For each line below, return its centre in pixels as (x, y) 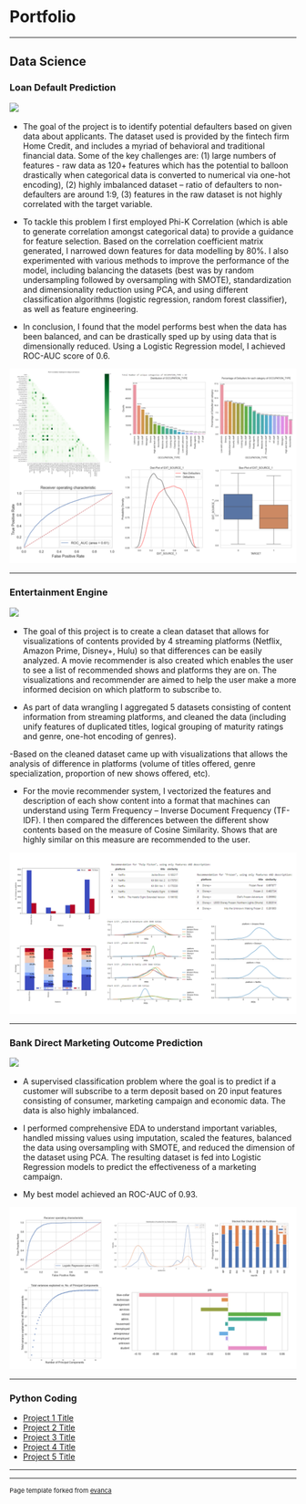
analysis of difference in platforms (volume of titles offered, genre (133, 763)
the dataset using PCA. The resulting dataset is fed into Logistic (142, 1157)
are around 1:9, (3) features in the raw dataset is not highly (173, 194)
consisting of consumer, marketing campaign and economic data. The (154, 1101)
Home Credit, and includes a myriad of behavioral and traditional (144, 146)
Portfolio (43, 17)
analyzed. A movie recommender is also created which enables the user (158, 660)
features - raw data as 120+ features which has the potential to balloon (155, 165)
